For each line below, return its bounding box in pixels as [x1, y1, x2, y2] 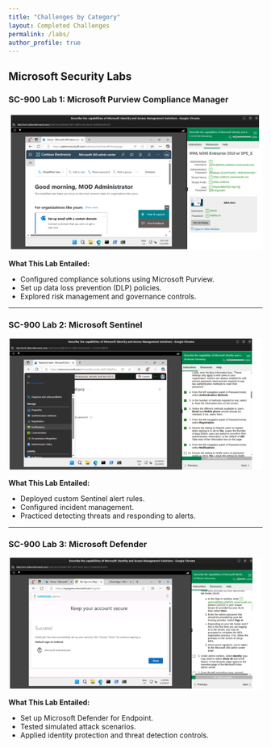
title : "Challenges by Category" [8, 13, 121, 21]
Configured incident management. [19, 502, 135, 512]
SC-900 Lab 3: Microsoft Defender [8, 538, 148, 550]
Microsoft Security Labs [8, 69, 132, 83]
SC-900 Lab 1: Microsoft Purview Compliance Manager [8, 94, 229, 105]
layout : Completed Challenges [8, 21, 110, 30]
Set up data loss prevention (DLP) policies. [19, 282, 162, 292]
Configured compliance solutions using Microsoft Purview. [19, 274, 215, 284]
